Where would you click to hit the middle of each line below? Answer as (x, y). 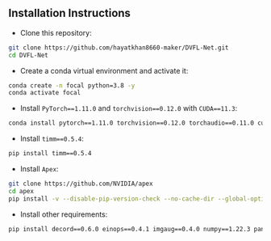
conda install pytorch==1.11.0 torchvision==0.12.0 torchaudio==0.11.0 (131, 123)
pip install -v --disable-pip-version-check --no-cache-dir (112, 199)
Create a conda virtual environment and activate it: (104, 70)
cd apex (21, 191)
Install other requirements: (64, 214)
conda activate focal (45, 93)
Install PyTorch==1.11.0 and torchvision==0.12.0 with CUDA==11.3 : (129, 108)
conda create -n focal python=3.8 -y (72, 85)
